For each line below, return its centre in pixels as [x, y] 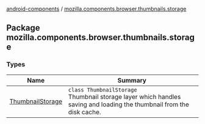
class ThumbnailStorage [103, 90]
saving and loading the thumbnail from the [128, 104]
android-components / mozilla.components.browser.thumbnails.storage [96, 9]
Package [23, 28]
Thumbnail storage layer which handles [124, 97]
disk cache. [85, 112]
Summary [132, 80]
